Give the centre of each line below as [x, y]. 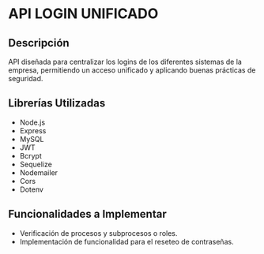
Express [33, 130]
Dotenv [31, 189]
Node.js [32, 122]
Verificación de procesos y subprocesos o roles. [98, 233]
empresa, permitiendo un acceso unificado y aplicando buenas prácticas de [132, 70]
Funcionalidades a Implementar [88, 214]
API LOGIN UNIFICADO [83, 14]
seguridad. [26, 78]
